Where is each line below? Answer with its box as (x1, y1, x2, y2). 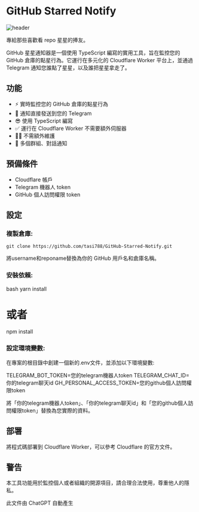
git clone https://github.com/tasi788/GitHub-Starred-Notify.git (6, 244, 172, 250)
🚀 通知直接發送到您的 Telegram (14, 110, 92, 117)
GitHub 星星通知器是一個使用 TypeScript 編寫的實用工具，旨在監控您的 (6, 49, 180, 56)
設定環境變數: (6, 344, 45, 353)
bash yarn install (6, 285, 47, 292)
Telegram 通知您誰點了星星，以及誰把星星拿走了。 (6, 64, 130, 71)
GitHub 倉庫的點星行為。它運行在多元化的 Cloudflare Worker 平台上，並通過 (6, 56, 193, 63)
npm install (6, 328, 33, 335)
